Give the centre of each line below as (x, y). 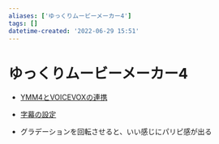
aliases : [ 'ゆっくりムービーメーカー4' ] (70, 16)
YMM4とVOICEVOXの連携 (64, 97)
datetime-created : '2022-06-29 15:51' (74, 31)
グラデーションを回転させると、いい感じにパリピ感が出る (116, 132)
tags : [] (23, 23)
